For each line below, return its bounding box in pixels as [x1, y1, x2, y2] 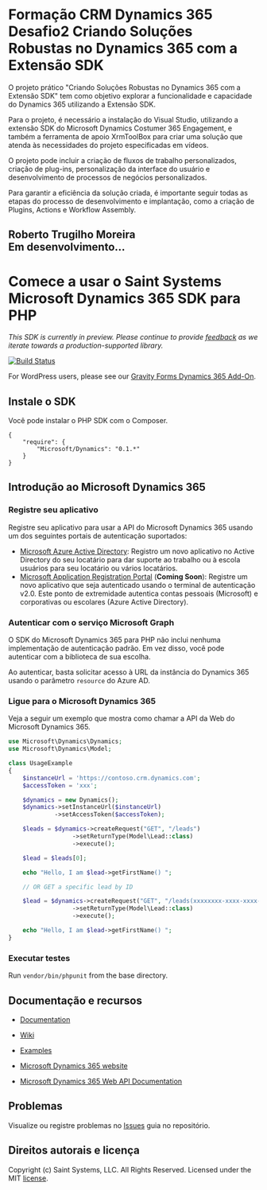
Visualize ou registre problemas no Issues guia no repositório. [8, 1120, 211, 1130]
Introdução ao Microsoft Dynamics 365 [8, 480, 207, 494]
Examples [19, 1045, 52, 1055]
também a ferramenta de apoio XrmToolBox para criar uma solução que [8, 131, 243, 141]
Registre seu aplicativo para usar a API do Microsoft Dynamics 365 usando [8, 523, 253, 532]
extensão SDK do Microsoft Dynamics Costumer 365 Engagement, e [8, 123, 233, 133]
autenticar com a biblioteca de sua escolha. [8, 652, 151, 662]
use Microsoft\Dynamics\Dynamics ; [8, 737, 123, 745]
